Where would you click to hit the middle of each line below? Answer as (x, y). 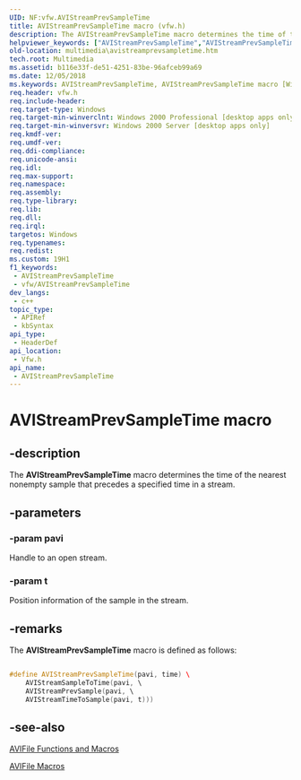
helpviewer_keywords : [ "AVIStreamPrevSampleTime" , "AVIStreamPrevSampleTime (154, 43)
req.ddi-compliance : (48, 151)
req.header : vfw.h (43, 92)
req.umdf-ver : (36, 143)
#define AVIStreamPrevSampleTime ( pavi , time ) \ (100, 675)
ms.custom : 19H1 (39, 260)
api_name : (28, 368)
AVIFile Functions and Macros (64, 749)
